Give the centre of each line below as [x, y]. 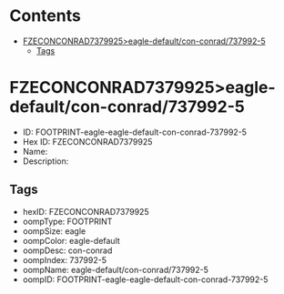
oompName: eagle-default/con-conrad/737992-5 [116, 269]
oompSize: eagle [54, 231]
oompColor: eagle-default [71, 240]
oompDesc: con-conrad [67, 250]
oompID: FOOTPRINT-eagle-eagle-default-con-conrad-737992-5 [145, 279]
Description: [46, 161]
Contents [46, 16]
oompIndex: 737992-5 [65, 259]
